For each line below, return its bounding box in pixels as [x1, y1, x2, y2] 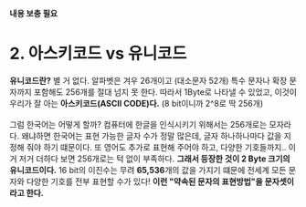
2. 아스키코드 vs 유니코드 [9, 44, 187, 64]
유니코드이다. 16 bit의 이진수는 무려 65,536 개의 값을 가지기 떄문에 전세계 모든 [9, 164, 287, 175]
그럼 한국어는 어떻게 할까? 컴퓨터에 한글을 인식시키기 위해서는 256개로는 [9, 119, 268, 129]
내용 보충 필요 [9, 8, 58, 18]
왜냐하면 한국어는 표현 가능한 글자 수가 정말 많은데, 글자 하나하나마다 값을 [21, 130, 282, 141]
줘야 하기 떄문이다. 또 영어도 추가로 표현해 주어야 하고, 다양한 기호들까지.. [26, 141, 287, 152]
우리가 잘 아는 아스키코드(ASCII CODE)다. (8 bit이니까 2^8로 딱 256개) [9, 98, 264, 109]
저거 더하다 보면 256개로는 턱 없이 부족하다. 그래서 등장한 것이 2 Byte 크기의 [18, 153, 290, 164]
